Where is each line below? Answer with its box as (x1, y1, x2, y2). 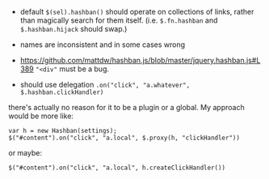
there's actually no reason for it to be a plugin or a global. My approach (8, 103, 245, 112)
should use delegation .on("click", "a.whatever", (19, 80, 191, 89)
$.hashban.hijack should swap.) (19, 24, 128, 33)
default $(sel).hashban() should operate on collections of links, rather (19, 7, 254, 16)
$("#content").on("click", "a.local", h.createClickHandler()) (8, 164, 226, 172)
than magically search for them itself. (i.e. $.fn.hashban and (19, 15, 218, 25)
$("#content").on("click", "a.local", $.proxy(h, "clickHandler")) (8, 134, 241, 142)
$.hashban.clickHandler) (19, 88, 104, 96)
